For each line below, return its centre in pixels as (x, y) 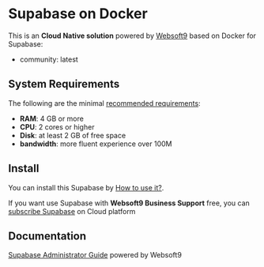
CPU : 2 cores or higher (57, 126)
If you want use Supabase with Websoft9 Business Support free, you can (129, 203)
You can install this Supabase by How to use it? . (86, 187)
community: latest (49, 59)
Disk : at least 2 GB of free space (73, 135)
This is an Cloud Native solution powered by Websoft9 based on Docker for (132, 36)
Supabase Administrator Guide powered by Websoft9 (95, 255)
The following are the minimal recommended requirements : (104, 103)
